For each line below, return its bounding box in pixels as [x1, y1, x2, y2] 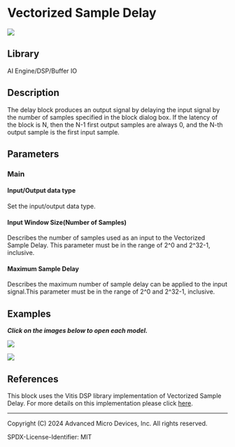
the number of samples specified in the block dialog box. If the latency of [7, 113, 218, 121]
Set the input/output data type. [7, 202, 96, 211]
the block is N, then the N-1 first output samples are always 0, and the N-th [7, 121, 223, 129]
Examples [7, 308, 51, 319]
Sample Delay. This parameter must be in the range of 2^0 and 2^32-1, [7, 241, 211, 249]
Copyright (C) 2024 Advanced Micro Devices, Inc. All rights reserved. [7, 419, 208, 428]
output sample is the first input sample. [7, 128, 120, 136]
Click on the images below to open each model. [7, 326, 148, 335]
